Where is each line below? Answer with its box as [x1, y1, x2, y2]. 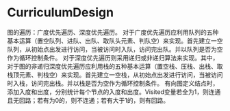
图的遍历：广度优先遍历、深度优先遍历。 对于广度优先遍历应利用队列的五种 [7, 28, 219, 36]
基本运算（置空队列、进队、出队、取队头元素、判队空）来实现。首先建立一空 [7, 36, 223, 45]
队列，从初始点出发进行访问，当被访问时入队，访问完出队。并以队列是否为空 [7, 45, 223, 53]
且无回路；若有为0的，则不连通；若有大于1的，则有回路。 [7, 96, 170, 104]
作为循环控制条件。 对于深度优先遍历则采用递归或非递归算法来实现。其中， [7, 53, 219, 62]
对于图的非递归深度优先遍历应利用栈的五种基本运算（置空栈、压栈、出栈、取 [7, 62, 223, 70]
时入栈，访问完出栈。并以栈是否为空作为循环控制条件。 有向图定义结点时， [7, 79, 219, 87]
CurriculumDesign [7, 5, 114, 20]
